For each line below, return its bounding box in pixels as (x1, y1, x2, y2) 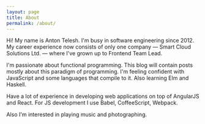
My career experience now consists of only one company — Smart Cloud (6, 43, 192, 50)
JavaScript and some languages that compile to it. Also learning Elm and (6, 74, 189, 82)
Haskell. (6, 81, 27, 88)
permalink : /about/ (6, 20, 56, 26)
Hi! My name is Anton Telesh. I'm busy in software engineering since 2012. (6, 37, 195, 44)
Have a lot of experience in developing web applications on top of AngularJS (6, 92, 199, 100)
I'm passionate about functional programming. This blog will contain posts (6, 61, 193, 69)
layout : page (6, 9, 40, 15)
